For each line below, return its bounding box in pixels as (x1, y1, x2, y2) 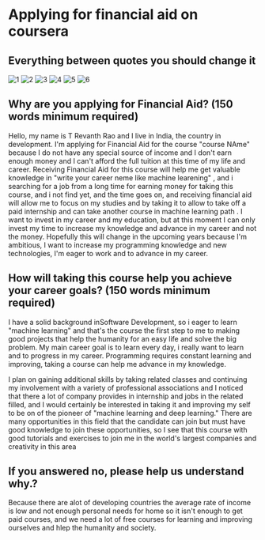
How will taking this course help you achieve (8, 271, 233, 285)
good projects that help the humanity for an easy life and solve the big (8, 334, 237, 343)
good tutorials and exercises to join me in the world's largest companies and (8, 433, 257, 443)
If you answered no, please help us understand (8, 465, 244, 478)
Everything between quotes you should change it (8, 54, 256, 67)
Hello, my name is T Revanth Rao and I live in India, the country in (8, 130, 221, 140)
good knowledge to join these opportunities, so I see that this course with (8, 425, 248, 434)
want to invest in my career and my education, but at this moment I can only (8, 215, 256, 225)
